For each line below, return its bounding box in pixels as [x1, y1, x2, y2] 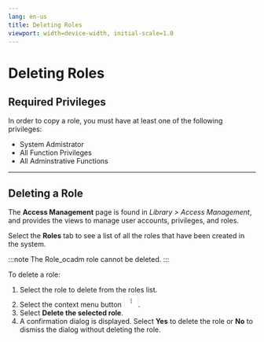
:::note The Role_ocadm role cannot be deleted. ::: [8, 255, 170, 264]
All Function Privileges [19, 148, 92, 157]
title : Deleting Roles [8, 20, 82, 29]
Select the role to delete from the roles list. [19, 285, 158, 295]
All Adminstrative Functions [19, 156, 108, 166]
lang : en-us [8, 13, 47, 20]
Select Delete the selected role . [19, 308, 123, 318]
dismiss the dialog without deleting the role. [19, 325, 161, 334]
